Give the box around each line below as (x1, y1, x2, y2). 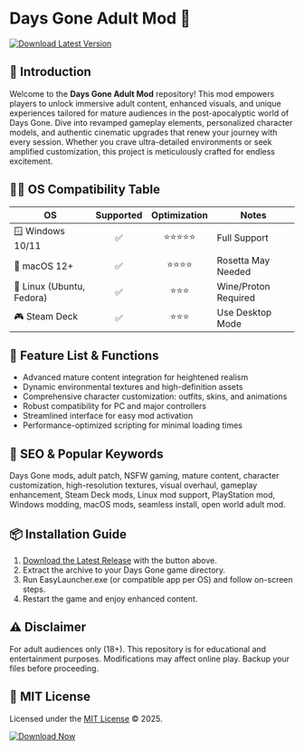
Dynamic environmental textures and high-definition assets (22, 382, 243, 393)
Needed (216, 265, 252, 278)
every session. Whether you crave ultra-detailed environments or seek (9, 136, 272, 147)
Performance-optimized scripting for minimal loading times (22, 420, 242, 431)
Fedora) (14, 291, 48, 304)
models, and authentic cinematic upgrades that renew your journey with (9, 127, 278, 138)
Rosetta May (216, 253, 271, 266)
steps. (22, 584, 46, 594)
